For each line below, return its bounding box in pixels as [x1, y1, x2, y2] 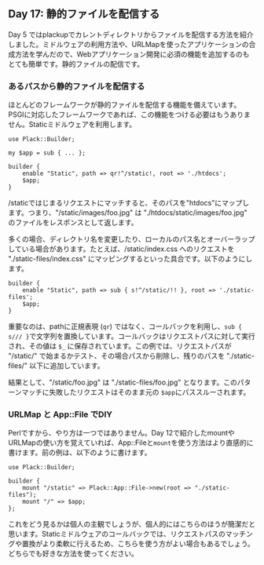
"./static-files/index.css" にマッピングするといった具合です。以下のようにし [8, 254, 253, 264]
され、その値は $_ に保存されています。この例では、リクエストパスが [8, 341, 232, 351]
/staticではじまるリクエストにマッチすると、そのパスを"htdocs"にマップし [8, 199, 250, 208]
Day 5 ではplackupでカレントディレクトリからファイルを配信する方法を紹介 [8, 30, 254, 39]
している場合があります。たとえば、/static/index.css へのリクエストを [8, 244, 235, 253]
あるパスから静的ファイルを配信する [8, 81, 145, 92]
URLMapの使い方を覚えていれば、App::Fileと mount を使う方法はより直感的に [8, 438, 254, 447]
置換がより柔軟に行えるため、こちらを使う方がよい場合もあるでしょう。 [21, 539, 255, 549]
